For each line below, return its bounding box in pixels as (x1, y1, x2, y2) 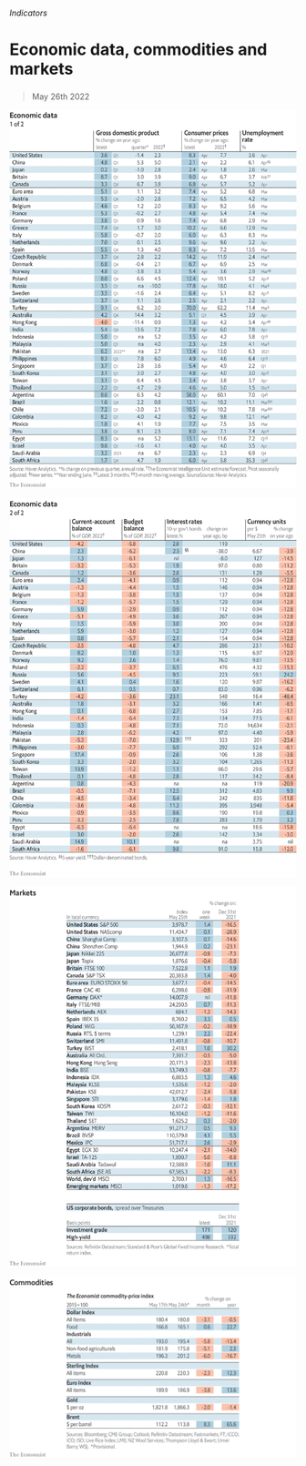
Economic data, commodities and (9, 39, 268, 59)
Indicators (9, 7, 48, 18)
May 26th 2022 (31, 91, 90, 102)
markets (9, 58, 74, 79)
